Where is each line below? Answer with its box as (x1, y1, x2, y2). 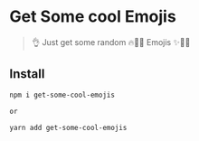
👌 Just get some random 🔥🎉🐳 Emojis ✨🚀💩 (31, 36, 191, 47)
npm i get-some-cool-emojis (9, 90, 116, 99)
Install (9, 66, 45, 82)
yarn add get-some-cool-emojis (9, 123, 128, 132)
